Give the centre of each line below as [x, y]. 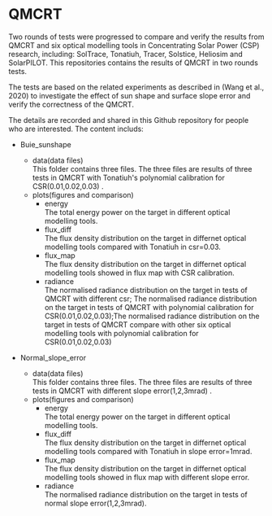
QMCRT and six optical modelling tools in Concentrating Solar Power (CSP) [134, 45]
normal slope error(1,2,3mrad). [95, 503]
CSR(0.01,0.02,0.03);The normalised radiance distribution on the [152, 316]
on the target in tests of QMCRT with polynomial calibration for [149, 307]
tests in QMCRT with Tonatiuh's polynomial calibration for [128, 177]
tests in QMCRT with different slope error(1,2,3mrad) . [122, 391]
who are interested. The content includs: [76, 129]
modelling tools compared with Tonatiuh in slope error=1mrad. [148, 451]
